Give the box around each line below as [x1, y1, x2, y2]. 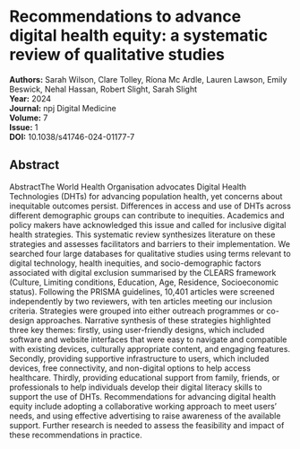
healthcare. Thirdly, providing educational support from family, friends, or [9, 372, 280, 383]
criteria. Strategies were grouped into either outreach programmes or [9, 305, 265, 316]
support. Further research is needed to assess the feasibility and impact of [9, 419, 285, 430]
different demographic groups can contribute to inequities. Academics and [9, 209, 285, 221]
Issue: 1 [9, 121, 39, 132]
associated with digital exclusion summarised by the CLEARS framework [9, 267, 277, 277]
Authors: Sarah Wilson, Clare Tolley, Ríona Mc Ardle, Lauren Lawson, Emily [9, 74, 287, 84]
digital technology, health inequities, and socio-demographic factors [9, 258, 261, 269]
